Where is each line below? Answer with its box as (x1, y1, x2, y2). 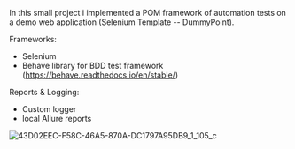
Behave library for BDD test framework (21, 61, 164, 71)
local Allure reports (21, 114, 92, 123)
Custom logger (21, 104, 77, 114)
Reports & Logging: (9, 87, 80, 97)
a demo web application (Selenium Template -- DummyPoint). (9, 17, 235, 27)
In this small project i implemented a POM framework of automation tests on (9, 8, 286, 18)
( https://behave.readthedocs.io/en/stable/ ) (21, 70, 179, 80)
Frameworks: (9, 34, 58, 44)
